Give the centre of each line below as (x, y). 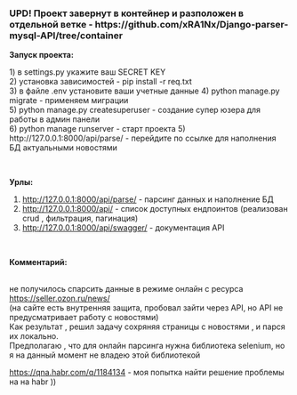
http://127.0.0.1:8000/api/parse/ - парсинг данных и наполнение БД (148, 199)
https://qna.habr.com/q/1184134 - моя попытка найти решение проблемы (147, 373)
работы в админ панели (55, 119)
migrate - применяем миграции (69, 101)
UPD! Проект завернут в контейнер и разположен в (127, 13)
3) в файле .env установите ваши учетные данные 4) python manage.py (144, 91)
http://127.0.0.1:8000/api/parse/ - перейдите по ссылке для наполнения (143, 138)
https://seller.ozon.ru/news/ (60, 298)
